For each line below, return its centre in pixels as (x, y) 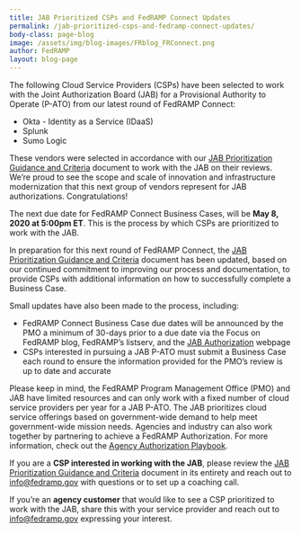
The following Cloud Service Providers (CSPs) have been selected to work (147, 85)
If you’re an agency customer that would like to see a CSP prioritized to (142, 499)
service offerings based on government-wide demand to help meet (133, 417)
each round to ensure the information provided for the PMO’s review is (152, 361)
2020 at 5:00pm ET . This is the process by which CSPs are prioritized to (144, 223)
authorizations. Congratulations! (69, 196)
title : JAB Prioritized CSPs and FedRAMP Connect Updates (120, 18)
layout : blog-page (44, 59)
